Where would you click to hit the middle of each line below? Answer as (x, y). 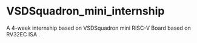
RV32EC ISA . (23, 34)
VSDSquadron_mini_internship (85, 11)
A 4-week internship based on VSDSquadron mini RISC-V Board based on (98, 28)
